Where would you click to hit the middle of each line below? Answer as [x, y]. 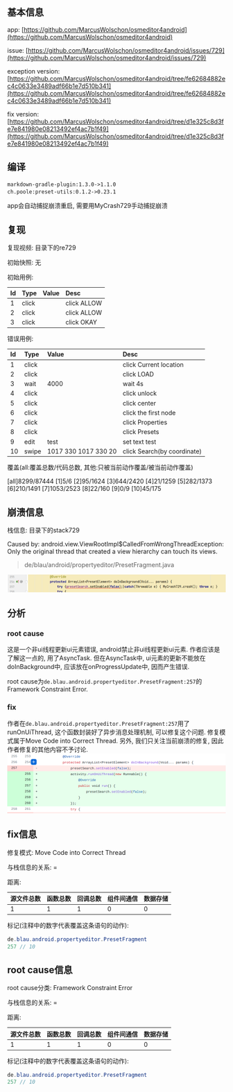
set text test [139, 442]
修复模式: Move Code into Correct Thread [67, 852]
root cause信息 [40, 970]
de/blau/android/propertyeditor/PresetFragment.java [99, 565]
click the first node [149, 413]
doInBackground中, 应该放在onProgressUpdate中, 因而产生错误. [98, 667]
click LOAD [138, 374]
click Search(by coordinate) [162, 451]
